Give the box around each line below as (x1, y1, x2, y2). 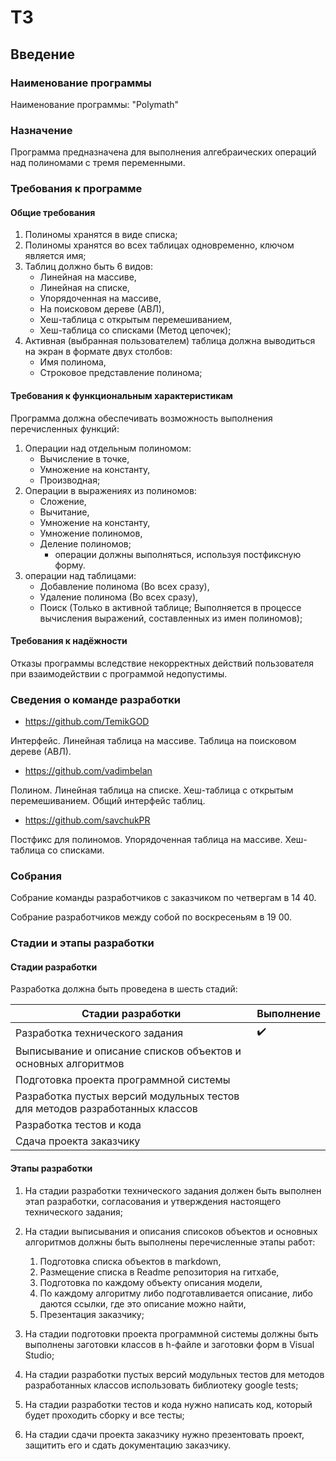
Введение (10, 46, 76, 63)
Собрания (10, 869, 62, 883)
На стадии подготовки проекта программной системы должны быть (24, 1327, 319, 1340)
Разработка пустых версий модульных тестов (15, 1089, 240, 1103)
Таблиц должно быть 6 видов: (24, 261, 153, 273)
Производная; (39, 474, 101, 486)
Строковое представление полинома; (39, 367, 203, 379)
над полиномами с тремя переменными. (10, 157, 186, 169)
